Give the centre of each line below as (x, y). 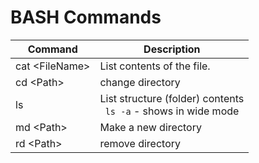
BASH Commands (86, 17)
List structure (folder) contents (172, 98)
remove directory (140, 143)
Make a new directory (150, 127)
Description (172, 49)
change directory (140, 82)
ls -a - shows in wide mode (172, 111)
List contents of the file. (155, 66)
